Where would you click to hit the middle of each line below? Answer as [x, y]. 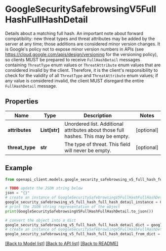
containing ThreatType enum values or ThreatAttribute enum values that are [83, 65]
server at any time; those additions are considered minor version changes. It [83, 44]
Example [19, 168]
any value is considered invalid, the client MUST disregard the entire [75, 81]
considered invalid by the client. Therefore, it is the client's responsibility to [82, 70]
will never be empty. [88, 151]
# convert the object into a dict [41, 220]
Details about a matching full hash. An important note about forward [74, 33]
